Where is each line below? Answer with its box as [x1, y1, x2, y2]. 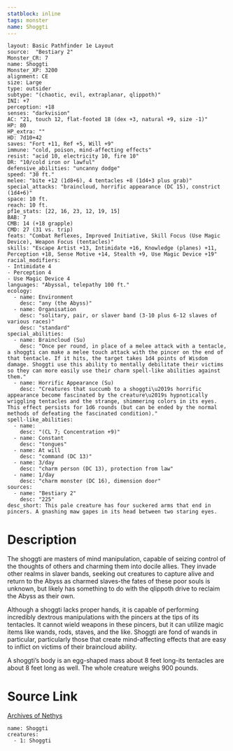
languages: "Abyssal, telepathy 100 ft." [7, 282, 130, 289]
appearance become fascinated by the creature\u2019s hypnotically [7, 392, 209, 399]
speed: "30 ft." [7, 171, 55, 179]
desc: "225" [20, 496, 55, 503]
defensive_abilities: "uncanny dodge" [7, 165, 120, 172]
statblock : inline [7, 10, 61, 18]
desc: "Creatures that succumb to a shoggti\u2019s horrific [20, 386, 202, 393]
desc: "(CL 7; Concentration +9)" [20, 429, 120, 436]
